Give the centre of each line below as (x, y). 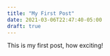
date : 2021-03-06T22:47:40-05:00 (55, 20)
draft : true (24, 26)
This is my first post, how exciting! (55, 46)
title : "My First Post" (41, 13)
